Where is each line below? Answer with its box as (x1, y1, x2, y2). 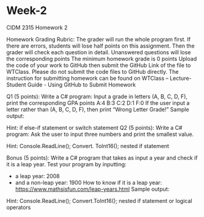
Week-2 (6, 4, 47, 18)
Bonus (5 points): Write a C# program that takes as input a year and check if (6, 154, 198, 162)
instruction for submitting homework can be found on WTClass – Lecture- (6, 74, 192, 82)
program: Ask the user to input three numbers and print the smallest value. (6, 130, 194, 138)
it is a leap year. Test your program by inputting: (6, 160, 127, 168)
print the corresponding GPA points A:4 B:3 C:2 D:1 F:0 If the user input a (6, 99, 190, 107)
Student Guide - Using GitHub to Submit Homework (6, 80, 136, 88)
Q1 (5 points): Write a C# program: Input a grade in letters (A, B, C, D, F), (6, 93, 188, 100)
